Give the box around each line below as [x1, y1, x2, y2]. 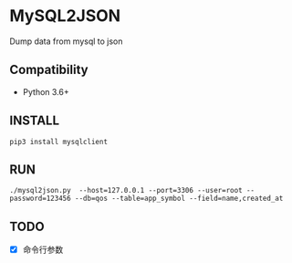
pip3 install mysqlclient [9, 137, 108, 146]
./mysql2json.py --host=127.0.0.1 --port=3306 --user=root [9, 186, 244, 195]
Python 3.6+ [22, 86, 70, 97]
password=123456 [9, 194, 71, 204]
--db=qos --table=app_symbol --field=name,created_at [74, 194, 284, 204]
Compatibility [9, 62, 89, 78]
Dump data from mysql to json [9, 36, 123, 47]
